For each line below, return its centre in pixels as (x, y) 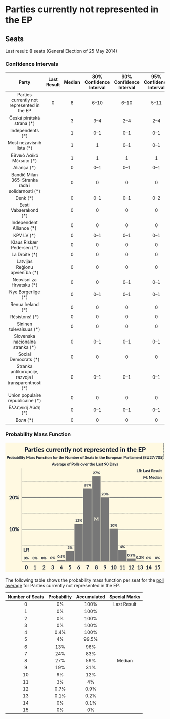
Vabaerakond (25, 210)
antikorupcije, (25, 372)
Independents (25, 130)
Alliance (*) (25, 228)
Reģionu (25, 267)
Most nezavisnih (25, 142)
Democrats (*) (25, 359)
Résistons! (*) (25, 317)
